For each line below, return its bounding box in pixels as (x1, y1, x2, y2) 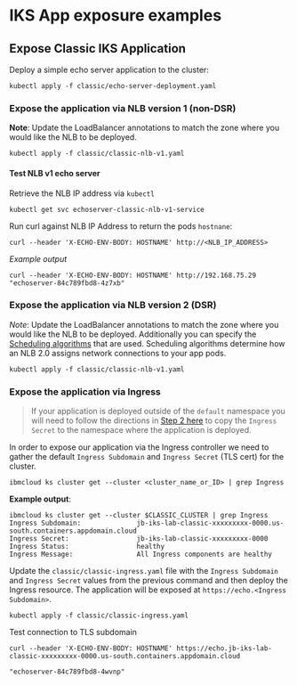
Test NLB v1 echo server (9, 167, 100, 178)
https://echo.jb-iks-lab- (176, 644, 273, 653)
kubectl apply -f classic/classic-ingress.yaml (9, 611, 189, 620)
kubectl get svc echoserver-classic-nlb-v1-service (9, 205, 205, 214)
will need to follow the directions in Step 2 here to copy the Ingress (30, 415, 277, 426)
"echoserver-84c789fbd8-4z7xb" (9, 278, 125, 288)
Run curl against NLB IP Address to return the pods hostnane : (9, 220, 233, 232)
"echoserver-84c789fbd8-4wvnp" (9, 667, 125, 677)
